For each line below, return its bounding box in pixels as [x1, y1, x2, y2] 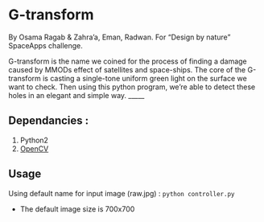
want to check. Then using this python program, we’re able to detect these [8, 82, 256, 92]
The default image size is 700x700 [19, 203, 135, 214]
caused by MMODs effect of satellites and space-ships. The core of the [8, 64, 246, 74]
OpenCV [19, 143, 49, 154]
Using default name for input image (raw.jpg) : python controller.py [8, 188, 235, 198]
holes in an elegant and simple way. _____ [8, 90, 145, 100]
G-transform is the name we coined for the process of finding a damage [8, 56, 247, 66]
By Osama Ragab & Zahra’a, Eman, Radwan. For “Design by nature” [8, 32, 231, 42]
